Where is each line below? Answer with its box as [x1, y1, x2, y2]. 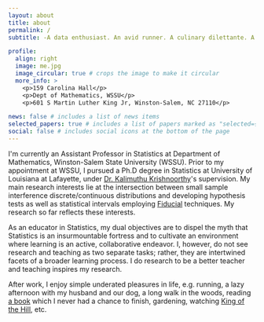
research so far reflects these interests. [8, 207, 136, 217]
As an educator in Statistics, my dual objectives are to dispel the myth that [8, 222, 248, 232]
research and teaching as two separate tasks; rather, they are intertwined [8, 247, 246, 257]
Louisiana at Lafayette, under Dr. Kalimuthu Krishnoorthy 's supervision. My [8, 174, 251, 183]
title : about [8, 19, 51, 27]
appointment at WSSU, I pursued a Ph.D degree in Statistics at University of [8, 166, 253, 175]
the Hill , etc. [8, 304, 47, 314]
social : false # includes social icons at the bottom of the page [8, 127, 230, 136]
